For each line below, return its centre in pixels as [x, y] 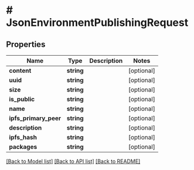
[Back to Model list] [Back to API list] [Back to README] [73, 161]
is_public [22, 99]
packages [23, 147]
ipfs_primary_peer [35, 118]
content [20, 71]
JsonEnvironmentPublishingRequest [97, 23]
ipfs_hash [23, 137]
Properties [26, 44]
